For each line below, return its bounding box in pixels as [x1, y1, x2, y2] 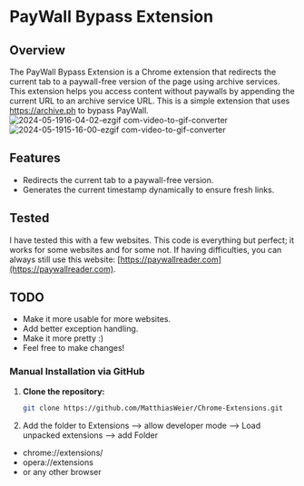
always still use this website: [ [9, 254, 121, 265]
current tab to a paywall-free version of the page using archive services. [9, 76, 280, 87]
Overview [9, 43, 66, 58]
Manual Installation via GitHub [9, 365, 145, 378]
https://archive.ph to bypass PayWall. [9, 105, 150, 115]
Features [9, 151, 61, 166]
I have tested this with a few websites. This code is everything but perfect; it [9, 234, 295, 246]
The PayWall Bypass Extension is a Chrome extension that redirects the [9, 66, 277, 77]
